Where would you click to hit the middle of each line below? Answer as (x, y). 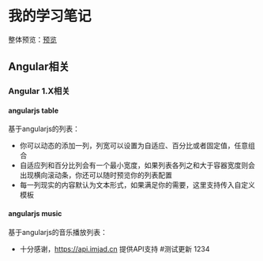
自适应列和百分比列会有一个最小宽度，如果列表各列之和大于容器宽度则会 (137, 166)
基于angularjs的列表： (44, 129)
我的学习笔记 (50, 16)
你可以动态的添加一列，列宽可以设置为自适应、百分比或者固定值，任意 (134, 146)
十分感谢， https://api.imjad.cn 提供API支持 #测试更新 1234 (115, 248)
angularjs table (34, 110)
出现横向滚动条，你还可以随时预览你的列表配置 (96, 175)
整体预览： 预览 (32, 39)
